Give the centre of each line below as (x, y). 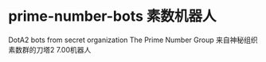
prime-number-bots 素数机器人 (112, 16)
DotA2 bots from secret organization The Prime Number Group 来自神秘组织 (133, 40)
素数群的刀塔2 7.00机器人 (50, 49)
